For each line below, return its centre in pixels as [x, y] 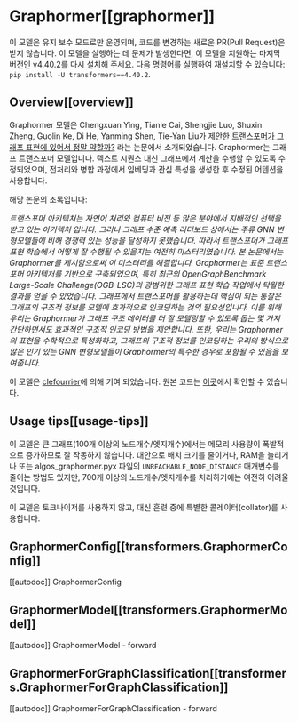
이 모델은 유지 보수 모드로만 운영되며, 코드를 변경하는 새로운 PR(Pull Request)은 [147, 42]
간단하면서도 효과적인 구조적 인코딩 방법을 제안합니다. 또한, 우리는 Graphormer [146, 329]
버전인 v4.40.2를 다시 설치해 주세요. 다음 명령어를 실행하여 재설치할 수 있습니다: [147, 64]
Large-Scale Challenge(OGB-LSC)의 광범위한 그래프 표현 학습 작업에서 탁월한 [146, 285]
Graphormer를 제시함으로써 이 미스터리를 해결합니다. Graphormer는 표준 [137, 262]
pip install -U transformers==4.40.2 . [80, 74]
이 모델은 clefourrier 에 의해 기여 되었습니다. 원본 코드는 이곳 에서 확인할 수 [137, 381]
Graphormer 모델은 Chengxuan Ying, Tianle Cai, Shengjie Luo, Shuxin [136, 124]
